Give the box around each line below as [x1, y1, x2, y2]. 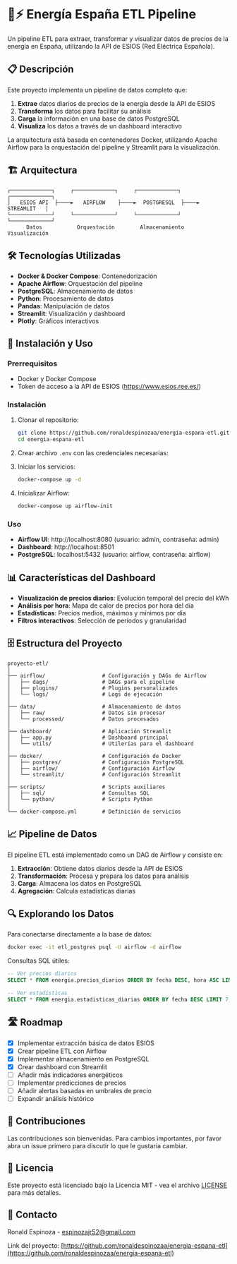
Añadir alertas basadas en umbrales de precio [17, 1086, 152, 1095]
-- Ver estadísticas [7, 989, 68, 997]
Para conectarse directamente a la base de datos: [7, 930, 152, 939]
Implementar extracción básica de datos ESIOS [17, 1039, 155, 1047]
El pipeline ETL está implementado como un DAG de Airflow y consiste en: [7, 850, 224, 859]
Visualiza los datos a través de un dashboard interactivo [17, 121, 182, 130]
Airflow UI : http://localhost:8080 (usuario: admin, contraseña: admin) [17, 535, 219, 544]
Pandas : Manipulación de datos [17, 302, 110, 311]
